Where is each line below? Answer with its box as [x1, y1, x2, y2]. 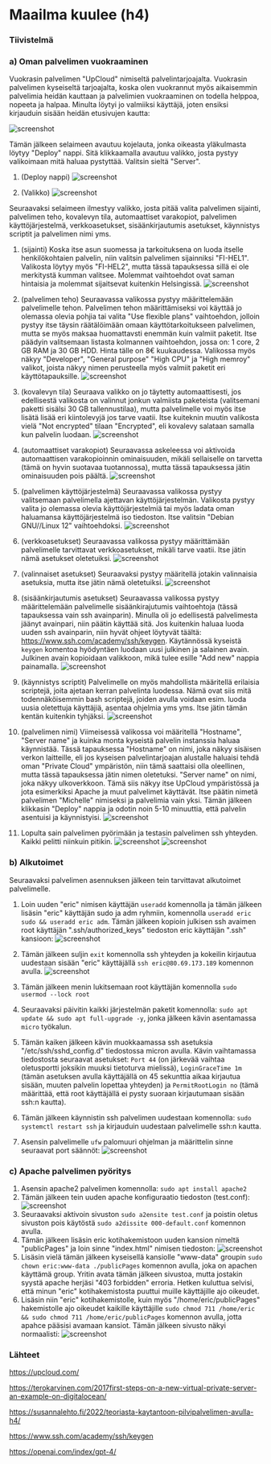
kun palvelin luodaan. [20, 430, 92, 439]
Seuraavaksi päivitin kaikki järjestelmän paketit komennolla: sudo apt [20, 1004, 248, 1014]
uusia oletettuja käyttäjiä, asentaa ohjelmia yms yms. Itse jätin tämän [20, 703, 248, 713]
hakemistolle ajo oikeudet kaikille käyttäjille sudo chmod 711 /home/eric [20, 1304, 256, 1313]
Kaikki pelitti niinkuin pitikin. [20, 837, 113, 847]
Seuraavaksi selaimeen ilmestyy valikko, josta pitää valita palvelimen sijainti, [9, 204, 261, 213]
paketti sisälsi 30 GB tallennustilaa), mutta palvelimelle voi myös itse [20, 404, 246, 414]
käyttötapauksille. [20, 372, 80, 381]
